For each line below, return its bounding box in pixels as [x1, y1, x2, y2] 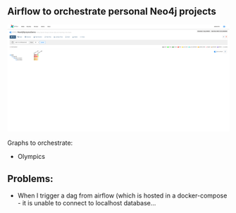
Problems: [7, 172, 54, 185]
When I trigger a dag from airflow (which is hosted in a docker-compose [17, 191, 228, 200]
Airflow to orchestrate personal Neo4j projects [7, 6, 217, 18]
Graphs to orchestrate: [7, 138, 73, 147]
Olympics [17, 153, 46, 161]
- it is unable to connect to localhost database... [17, 199, 156, 207]
